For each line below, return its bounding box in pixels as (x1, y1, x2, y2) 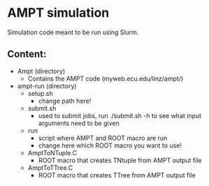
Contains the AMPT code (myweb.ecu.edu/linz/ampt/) (27, 74, 184, 83)
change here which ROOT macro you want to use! (38, 141, 182, 150)
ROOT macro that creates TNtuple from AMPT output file (38, 156, 202, 164)
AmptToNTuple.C (27, 148, 78, 157)
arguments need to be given (38, 119, 120, 127)
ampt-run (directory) (17, 82, 77, 90)
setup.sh (27, 89, 54, 97)
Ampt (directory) (17, 66, 66, 75)
